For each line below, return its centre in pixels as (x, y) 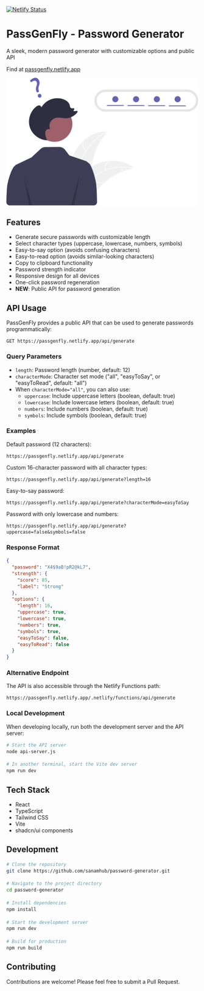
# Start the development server (47, 922)
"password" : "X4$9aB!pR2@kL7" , (51, 567)
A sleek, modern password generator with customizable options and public (100, 51)
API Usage (26, 308)
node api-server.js (31, 751)
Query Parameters (34, 357)
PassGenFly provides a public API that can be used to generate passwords (100, 323)
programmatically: (29, 329)
